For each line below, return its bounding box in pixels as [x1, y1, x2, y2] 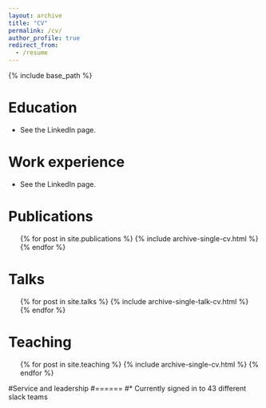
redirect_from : [8, 42, 59, 50]
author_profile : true [8, 34, 81, 42]
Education [8, 99, 77, 117]
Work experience [8, 153, 125, 172]
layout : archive [8, 11, 62, 20]
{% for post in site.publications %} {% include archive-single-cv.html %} [19, 233, 259, 244]
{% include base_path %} [8, 71, 93, 80]
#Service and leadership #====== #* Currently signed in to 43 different [8, 383, 247, 393]
